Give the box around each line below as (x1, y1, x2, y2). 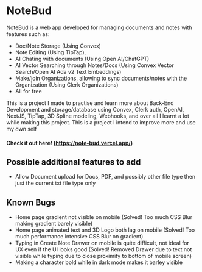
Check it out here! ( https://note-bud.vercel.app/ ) (6, 139, 133, 146)
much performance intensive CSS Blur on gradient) (15, 233, 144, 240)
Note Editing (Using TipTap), (15, 48, 86, 55)
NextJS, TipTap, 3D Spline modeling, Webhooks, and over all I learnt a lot (6, 112, 190, 120)
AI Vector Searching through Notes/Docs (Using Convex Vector (15, 62, 175, 69)
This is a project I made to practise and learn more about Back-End (6, 99, 175, 107)
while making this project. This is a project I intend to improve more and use (6, 118, 196, 126)
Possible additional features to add (6, 157, 141, 167)
